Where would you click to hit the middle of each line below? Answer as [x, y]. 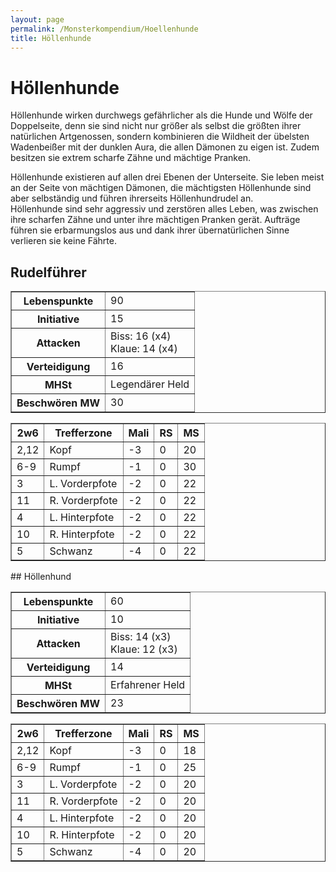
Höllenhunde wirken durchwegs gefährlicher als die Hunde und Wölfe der [161, 115]
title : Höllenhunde [51, 38]
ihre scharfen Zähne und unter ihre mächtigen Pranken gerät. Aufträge [155, 220]
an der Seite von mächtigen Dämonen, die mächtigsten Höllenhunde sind [161, 188]
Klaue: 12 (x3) [144, 649]
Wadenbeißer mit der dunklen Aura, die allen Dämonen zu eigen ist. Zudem [165, 147]
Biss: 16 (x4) [141, 336]
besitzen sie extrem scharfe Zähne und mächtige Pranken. [131, 158]
